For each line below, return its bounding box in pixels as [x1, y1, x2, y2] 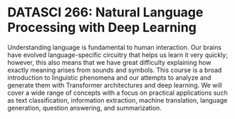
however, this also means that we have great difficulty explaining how [7, 58, 211, 66]
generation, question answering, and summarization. [7, 103, 162, 112]
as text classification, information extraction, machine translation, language [7, 95, 228, 104]
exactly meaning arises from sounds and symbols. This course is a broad [7, 66, 222, 74]
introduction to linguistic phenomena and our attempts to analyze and [7, 73, 211, 82]
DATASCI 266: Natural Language [7, 4, 204, 21]
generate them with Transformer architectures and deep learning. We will [7, 81, 222, 89]
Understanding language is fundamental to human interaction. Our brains [7, 43, 222, 51]
